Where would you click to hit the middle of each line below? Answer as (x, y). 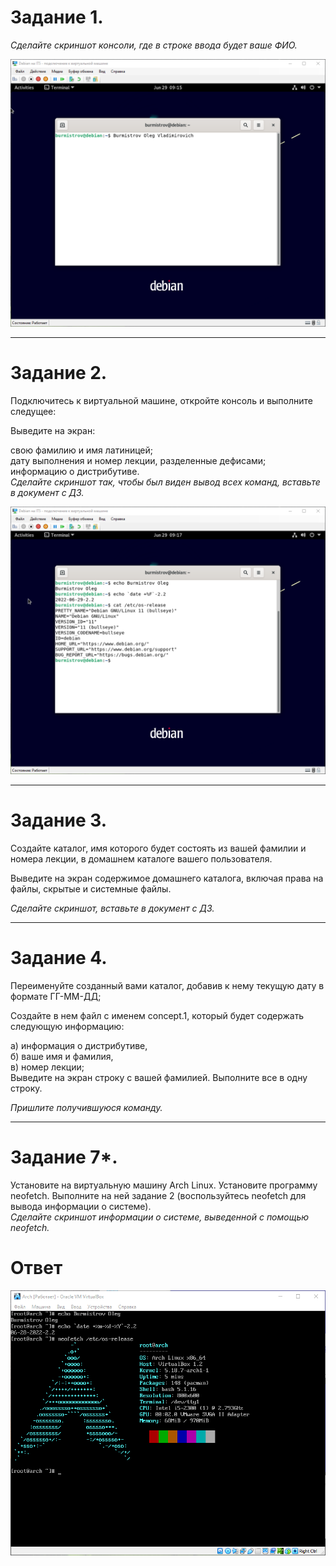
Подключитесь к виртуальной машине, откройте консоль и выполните (162, 401)
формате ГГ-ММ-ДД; (56, 997)
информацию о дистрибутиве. (75, 472)
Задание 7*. (64, 1157)
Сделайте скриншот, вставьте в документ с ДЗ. (112, 908)
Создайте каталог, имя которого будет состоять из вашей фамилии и (158, 848)
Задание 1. (57, 17)
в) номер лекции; (47, 1067)
